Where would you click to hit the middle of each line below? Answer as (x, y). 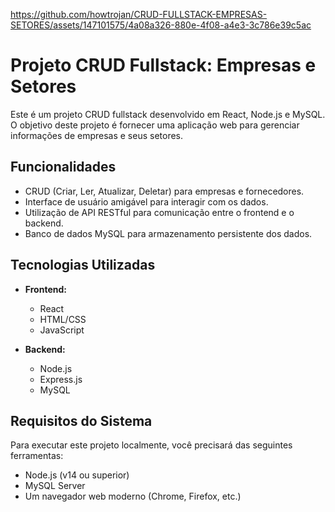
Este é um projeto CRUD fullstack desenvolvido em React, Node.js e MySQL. (168, 114)
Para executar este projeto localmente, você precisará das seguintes (151, 445)
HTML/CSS (63, 319)
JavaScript (62, 330)
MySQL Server (55, 486)
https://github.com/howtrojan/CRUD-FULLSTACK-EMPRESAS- (139, 14)
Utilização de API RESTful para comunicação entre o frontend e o (159, 212)
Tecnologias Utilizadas (83, 265)
